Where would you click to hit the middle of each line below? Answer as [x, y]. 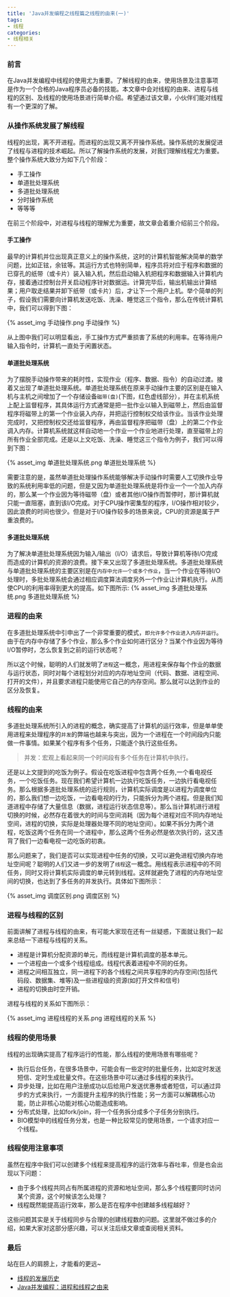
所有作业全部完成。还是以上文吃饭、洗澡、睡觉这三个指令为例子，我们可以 [112, 440]
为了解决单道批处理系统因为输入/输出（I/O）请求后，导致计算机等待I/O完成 [113, 554]
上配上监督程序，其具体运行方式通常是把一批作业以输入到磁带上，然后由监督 [115, 405]
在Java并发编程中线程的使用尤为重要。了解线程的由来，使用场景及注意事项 [113, 80]
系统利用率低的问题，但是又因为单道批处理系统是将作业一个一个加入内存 [121, 486]
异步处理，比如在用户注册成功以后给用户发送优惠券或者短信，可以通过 [116, 1085]
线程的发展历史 [38, 1278]
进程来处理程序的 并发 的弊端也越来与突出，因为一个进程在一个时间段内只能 [117, 734]
